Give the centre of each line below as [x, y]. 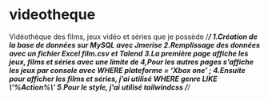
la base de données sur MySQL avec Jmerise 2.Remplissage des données [135, 44]
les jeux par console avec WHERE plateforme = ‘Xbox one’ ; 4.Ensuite [128, 70]
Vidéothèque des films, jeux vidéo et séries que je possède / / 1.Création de [134, 37]
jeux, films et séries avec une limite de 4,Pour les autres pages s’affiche [132, 62]
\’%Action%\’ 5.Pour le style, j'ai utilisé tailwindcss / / [100, 87]
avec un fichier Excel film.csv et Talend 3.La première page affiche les [129, 53]
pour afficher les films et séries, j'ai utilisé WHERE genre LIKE [114, 79]
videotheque [52, 15]
